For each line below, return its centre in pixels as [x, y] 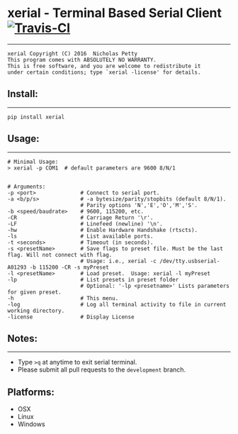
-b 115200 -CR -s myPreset [69, 267]
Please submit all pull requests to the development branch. [102, 369]
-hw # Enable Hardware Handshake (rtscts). [103, 230]
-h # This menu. [63, 298]
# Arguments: [27, 187]
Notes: [22, 338]
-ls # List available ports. [80, 236]
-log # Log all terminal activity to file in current [117, 304]
